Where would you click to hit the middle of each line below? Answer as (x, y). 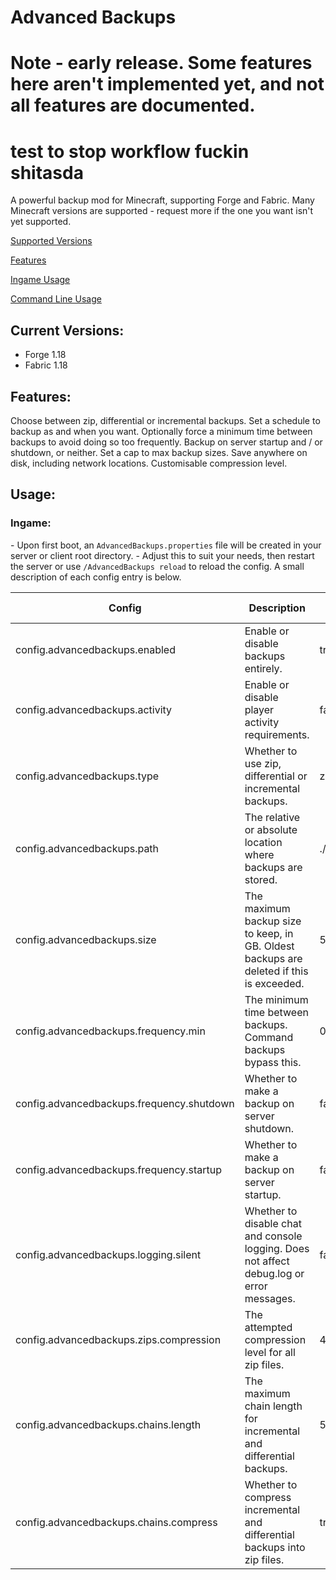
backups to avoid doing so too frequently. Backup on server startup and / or (166, 442)
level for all (270, 1352)
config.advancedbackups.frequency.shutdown (125, 1103)
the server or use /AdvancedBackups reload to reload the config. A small (157, 566)
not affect (267, 1261)
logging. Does (277, 1248)
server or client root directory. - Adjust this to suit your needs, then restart (162, 555)
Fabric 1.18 (46, 365)
